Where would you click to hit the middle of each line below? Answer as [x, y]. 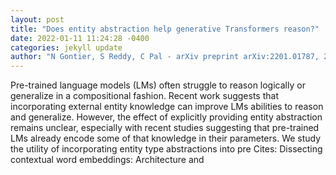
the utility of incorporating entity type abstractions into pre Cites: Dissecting [166, 149]
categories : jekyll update [66, 47]
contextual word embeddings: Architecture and [107, 160]
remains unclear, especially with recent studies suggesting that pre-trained [165, 128]
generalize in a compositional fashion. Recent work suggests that [144, 96]
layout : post [37, 19]
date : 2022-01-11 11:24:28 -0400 [80, 38]
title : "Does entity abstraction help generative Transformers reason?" [165, 29]
